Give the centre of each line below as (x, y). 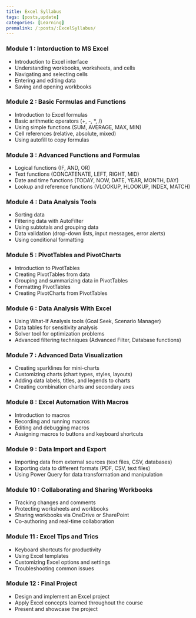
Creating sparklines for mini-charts (57, 368)
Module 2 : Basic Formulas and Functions (66, 102)
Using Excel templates (41, 555)
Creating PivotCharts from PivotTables (61, 293)
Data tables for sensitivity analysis (56, 327)
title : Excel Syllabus (34, 11)
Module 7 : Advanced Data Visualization (64, 355)
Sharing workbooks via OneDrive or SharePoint (72, 515)
